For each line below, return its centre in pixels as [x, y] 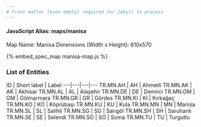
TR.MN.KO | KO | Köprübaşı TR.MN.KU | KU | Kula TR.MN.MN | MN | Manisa [101, 105]
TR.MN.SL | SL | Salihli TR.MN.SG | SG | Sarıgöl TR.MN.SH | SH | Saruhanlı [99, 111]
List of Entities [28, 72]
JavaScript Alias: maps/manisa [46, 31]
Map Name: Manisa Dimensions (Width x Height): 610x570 [79, 44]
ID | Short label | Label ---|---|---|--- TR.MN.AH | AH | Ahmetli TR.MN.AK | [99, 85]
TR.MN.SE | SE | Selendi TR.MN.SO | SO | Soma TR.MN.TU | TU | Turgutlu [98, 117]
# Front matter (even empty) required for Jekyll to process [85, 12]
